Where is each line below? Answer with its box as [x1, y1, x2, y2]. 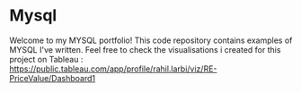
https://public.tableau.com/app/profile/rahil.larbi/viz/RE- [9, 63, 217, 74]
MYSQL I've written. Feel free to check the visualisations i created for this [9, 44, 281, 54]
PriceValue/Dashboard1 [9, 72, 96, 83]
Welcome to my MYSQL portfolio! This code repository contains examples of [9, 35, 293, 46]
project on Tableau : [9, 54, 84, 64]
